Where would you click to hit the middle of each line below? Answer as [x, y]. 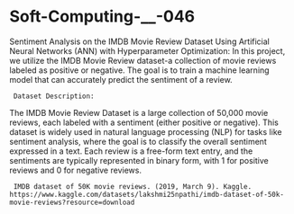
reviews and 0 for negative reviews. [76, 170]
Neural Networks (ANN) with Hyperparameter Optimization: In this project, [147, 50]
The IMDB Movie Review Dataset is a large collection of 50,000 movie [139, 112]
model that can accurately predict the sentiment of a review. [121, 79]
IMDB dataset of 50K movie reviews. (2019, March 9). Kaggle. [133, 186]
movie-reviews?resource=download [72, 202]
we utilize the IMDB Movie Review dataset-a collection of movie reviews [143, 60]
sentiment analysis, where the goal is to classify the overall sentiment [138, 141]
